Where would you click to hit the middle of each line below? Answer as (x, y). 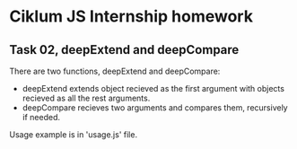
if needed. (41, 117)
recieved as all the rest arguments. (86, 98)
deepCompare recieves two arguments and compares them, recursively (155, 108)
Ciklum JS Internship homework (131, 17)
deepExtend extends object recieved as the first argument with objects (153, 88)
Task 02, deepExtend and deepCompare (124, 50)
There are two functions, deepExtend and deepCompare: (115, 71)
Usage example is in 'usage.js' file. (73, 135)
